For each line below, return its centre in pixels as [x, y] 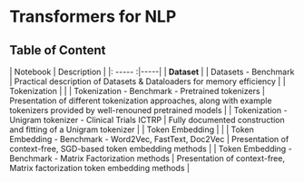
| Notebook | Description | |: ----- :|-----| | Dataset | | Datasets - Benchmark [152, 72]
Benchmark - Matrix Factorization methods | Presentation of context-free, [147, 158]
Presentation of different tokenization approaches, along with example [141, 101]
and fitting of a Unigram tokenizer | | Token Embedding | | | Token [132, 129]
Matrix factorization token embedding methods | [100, 168]
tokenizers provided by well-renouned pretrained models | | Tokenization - [148, 110]
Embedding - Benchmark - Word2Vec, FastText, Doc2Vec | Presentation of [149, 139]
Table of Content [58, 50]
